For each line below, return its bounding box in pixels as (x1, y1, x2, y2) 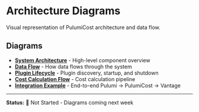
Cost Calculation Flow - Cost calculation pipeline (14, 75, 136, 82)
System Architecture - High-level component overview (14, 56, 150, 63)
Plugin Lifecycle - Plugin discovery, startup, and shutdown (14, 69, 159, 76)
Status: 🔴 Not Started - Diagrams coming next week (6, 99, 134, 106)
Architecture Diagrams (6, 4, 121, 18)
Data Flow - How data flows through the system (14, 63, 132, 70)
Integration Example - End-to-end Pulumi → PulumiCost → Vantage (14, 82, 181, 89)
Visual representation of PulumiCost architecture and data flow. (6, 24, 161, 31)
